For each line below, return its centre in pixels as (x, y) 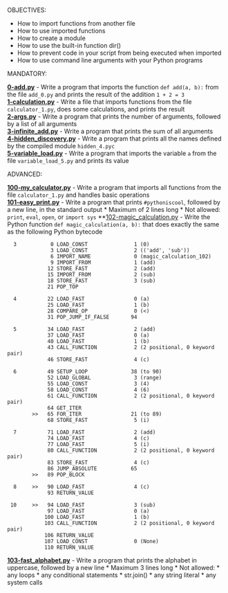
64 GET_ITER (64, 408)
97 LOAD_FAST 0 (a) (98, 511)
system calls (25, 582)
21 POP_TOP (63, 287)
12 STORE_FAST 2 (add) (102, 269)
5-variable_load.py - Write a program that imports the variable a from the (112, 153)
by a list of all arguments (42, 124)
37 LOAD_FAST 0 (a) (98, 335)
